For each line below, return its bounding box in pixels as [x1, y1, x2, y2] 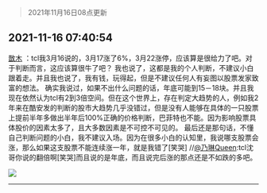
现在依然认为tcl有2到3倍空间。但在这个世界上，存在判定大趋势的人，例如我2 [8, 93, 259, 102]
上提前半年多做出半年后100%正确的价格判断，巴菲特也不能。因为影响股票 [8, 113, 250, 122]
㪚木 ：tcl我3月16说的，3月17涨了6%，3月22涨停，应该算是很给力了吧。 [8, 53, 246, 63]
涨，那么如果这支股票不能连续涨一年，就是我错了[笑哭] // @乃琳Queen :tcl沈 [8, 142, 254, 152]
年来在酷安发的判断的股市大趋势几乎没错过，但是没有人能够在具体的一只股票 [8, 102, 259, 112]
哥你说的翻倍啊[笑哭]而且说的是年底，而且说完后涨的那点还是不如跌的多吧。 [8, 152, 257, 162]
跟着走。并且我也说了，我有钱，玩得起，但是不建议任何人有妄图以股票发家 [8, 73, 252, 83]
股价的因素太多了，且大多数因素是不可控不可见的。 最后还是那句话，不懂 [14, 122, 254, 132]
